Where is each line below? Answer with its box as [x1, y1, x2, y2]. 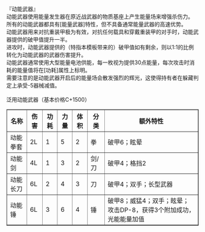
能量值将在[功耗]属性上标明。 [16, 67, 91, 73]
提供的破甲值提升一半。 [11, 36, 71, 43]
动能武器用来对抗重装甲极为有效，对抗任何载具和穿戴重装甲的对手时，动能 [6, 28, 193, 36]
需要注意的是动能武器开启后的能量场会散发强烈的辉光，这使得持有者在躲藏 [6, 74, 193, 81]
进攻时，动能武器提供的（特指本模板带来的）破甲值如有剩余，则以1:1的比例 [6, 43, 194, 51]
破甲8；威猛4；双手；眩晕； [107, 196, 189, 205]
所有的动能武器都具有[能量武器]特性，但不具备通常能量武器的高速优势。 [6, 21, 187, 28]
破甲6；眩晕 [107, 138, 143, 146]
